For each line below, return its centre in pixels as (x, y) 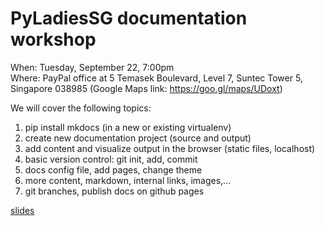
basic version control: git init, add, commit (111, 159)
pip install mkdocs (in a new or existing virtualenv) (128, 127)
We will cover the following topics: (81, 108)
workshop (53, 39)
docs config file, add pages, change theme (113, 169)
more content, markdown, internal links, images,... (128, 180)
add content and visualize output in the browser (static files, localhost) (170, 148)
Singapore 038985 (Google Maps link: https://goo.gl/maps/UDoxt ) (146, 88)
